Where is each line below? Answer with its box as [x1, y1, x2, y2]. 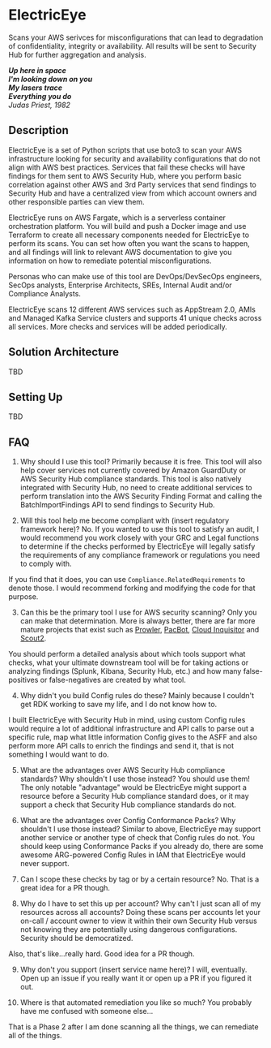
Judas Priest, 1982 [8, 100, 71, 110]
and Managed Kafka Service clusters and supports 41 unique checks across [8, 313, 262, 322]
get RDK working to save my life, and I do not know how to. [19, 700, 218, 709]
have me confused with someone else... [19, 1007, 154, 1016]
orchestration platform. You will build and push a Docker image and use [8, 221, 247, 231]
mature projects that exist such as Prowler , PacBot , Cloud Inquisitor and [19, 625, 260, 635]
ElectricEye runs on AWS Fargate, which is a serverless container [8, 213, 227, 222]
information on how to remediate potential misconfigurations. [8, 256, 212, 265]
